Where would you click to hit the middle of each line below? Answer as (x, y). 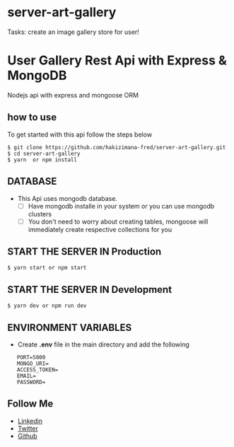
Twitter (28, 428)
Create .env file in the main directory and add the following (103, 344)
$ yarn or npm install (42, 160)
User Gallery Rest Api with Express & (117, 60)
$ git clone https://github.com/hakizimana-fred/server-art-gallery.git (117, 147)
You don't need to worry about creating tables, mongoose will (118, 221)
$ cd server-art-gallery (44, 153)
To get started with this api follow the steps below (80, 134)
